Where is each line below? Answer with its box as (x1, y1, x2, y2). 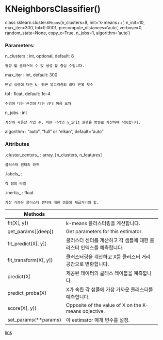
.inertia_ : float (5, 189, 34, 195)
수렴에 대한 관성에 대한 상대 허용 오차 (5, 101, 71, 106)
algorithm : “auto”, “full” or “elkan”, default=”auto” (5, 129, 104, 134)
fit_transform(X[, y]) (7, 257, 53, 264)
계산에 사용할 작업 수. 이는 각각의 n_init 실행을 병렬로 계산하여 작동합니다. (5, 120, 141, 125)
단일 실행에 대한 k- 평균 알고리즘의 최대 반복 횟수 (5, 82, 94, 87)
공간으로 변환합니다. (65, 261, 109, 267)
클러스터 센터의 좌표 (5, 162, 40, 167)
